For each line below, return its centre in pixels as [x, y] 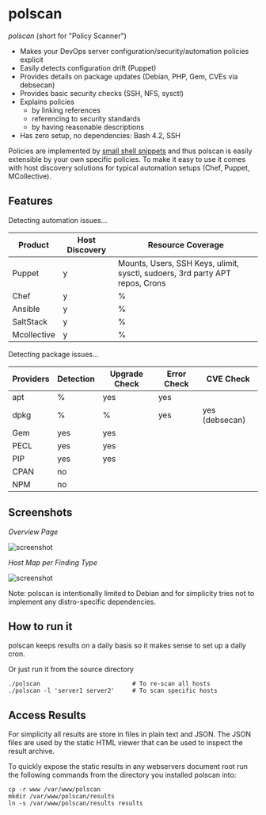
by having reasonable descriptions [88, 127]
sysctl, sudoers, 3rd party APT [175, 273]
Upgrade [127, 374]
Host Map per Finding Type [53, 562]
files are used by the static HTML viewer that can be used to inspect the [125, 743]
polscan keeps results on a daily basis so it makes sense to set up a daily [127, 646]
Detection [76, 379]
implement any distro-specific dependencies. [82, 602]
